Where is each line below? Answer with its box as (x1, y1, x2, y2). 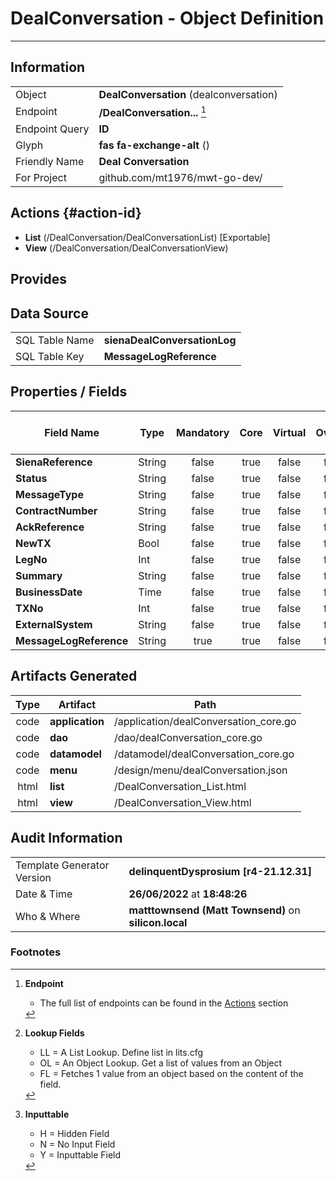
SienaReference (15, 455, 93, 469)
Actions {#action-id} (10, 205, 142, 222)
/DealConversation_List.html (113, 779, 247, 793)
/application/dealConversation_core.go (113, 714, 297, 728)
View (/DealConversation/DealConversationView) (24, 242, 229, 254)
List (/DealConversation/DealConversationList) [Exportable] (24, 231, 271, 243)
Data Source (10, 305, 89, 322)
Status (15, 471, 48, 485)
